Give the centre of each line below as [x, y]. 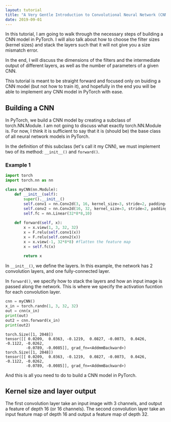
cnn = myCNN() [20, 301]
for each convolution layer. [33, 292]
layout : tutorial [24, 10]
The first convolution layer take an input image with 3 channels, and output [84, 404]
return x [33, 256]
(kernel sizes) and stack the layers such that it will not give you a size [78, 45]
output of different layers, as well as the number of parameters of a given [82, 66]
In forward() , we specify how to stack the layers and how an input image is [84, 281]
